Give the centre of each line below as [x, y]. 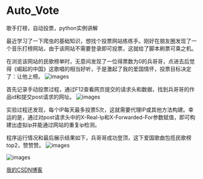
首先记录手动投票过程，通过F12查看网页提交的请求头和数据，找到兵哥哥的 [98, 89]
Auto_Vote [33, 11]
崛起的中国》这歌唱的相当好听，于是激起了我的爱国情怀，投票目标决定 [104, 69]
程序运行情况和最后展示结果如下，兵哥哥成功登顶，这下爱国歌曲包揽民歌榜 [99, 137]
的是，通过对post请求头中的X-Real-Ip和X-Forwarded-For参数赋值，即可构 [103, 117]
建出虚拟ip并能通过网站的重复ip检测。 [53, 125]
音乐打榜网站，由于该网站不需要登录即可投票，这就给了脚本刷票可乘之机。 [104, 48]
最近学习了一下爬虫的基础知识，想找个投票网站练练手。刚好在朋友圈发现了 [99, 41]
